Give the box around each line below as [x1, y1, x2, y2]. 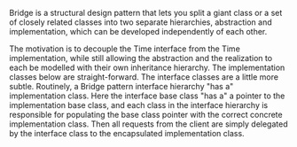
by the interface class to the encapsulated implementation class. [9, 128, 246, 138]
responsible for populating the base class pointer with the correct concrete [9, 110, 283, 120]
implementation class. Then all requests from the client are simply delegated [9, 119, 288, 129]
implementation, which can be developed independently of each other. [9, 27, 268, 36]
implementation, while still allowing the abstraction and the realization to [9, 53, 273, 63]
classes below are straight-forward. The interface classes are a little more [9, 72, 279, 82]
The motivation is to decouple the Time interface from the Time [9, 43, 241, 54]
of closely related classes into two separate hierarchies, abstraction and [9, 17, 272, 27]
